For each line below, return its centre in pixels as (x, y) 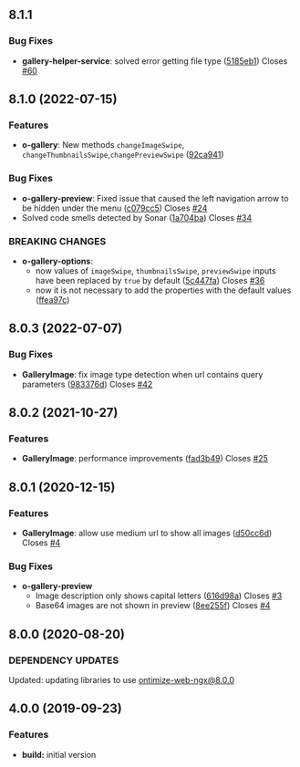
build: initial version (59, 754)
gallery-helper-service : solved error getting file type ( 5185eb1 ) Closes (155, 61)
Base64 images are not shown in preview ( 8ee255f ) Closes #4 (153, 606)
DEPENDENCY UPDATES (64, 660)
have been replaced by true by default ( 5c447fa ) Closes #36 (150, 280)
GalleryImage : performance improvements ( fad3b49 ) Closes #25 (145, 459)
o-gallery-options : (57, 261)
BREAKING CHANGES (57, 241)
